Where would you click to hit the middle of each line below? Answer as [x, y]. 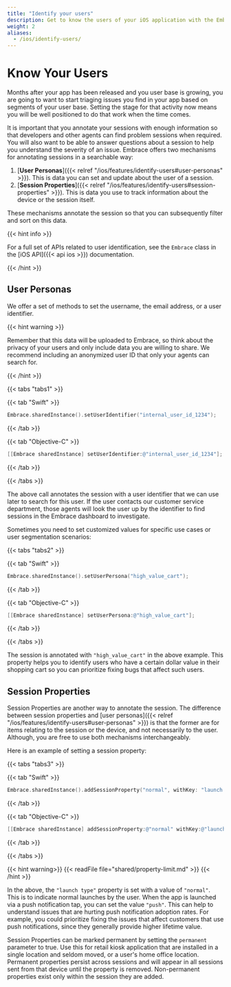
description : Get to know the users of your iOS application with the [110, 20]
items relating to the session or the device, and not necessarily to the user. [113, 730]
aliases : [20, 33]
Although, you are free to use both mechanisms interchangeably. [99, 737]
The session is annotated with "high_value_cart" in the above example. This [115, 655]
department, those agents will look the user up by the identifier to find [106, 508]
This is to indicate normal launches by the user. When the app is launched [112, 897]
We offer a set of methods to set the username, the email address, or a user [114, 306]
